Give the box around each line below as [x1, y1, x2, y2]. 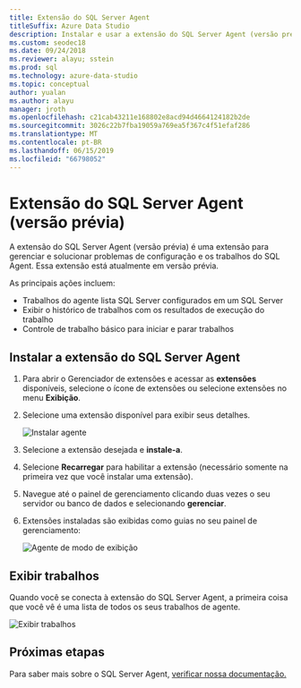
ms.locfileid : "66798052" [9, 154, 106, 164]
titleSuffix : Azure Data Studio [9, 21, 130, 30]
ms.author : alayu [9, 96, 74, 106]
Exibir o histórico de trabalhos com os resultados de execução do [21, 305, 265, 316]
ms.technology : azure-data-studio [9, 72, 139, 81]
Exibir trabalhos [9, 568, 100, 583]
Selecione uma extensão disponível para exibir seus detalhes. [21, 410, 251, 420]
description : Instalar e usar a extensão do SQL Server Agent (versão [9, 30, 279, 38]
